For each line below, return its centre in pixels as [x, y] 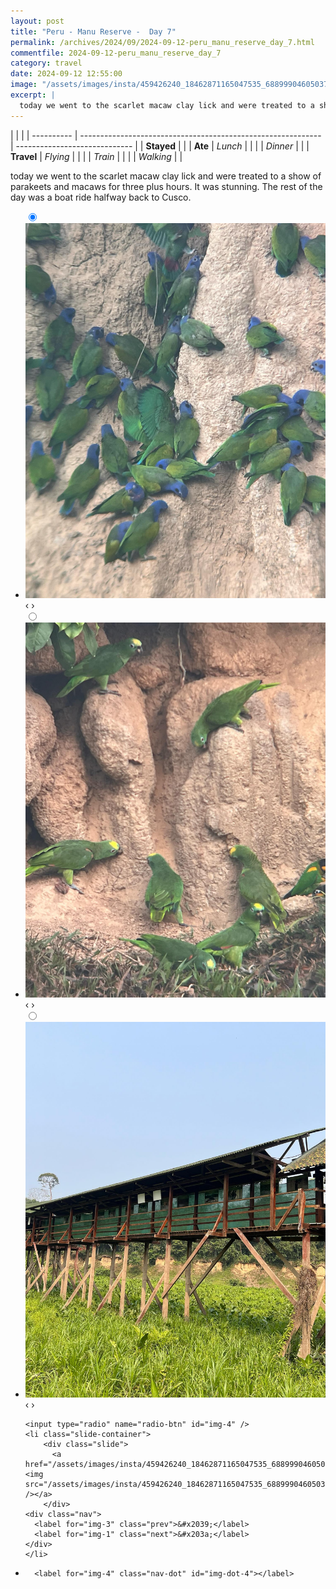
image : [24, 85]
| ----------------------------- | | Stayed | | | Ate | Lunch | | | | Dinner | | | [160, 146]
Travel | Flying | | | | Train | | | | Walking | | [96, 156]
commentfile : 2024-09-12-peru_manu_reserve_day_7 [116, 53]
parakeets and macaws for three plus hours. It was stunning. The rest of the [166, 186]
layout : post [37, 21]
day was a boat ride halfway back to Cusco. [101, 197]
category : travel [46, 63]
